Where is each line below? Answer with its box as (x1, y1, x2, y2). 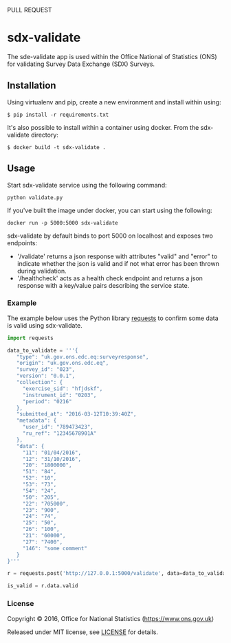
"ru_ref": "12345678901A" (22, 430, 97, 437)
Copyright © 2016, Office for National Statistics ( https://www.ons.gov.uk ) (7, 614, 214, 622)
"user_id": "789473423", (22, 424, 94, 431)
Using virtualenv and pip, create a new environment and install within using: (7, 98, 221, 106)
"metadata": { (16, 417, 57, 425)
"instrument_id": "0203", (22, 392, 97, 398)
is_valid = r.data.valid (7, 583, 78, 589)
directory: (30, 131, 58, 139)
